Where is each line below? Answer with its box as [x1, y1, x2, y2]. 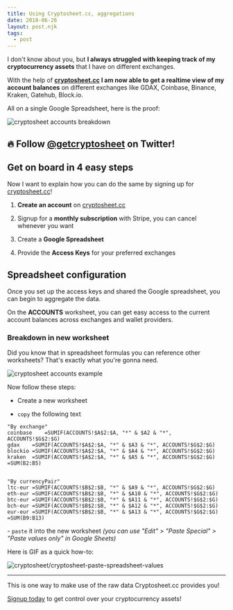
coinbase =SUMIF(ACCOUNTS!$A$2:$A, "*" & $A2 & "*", [7, 429, 172, 437]
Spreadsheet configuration [7, 268, 127, 280]
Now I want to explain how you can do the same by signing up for [7, 180, 194, 188]
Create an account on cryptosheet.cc [17, 201, 126, 209]
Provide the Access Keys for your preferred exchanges [17, 248, 176, 257]
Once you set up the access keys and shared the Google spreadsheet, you [7, 287, 221, 296]
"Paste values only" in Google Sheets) [7, 534, 116, 543]
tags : [7, 29, 23, 37]
